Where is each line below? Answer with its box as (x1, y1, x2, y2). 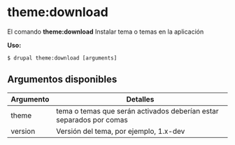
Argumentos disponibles (7, 74, 117, 85)
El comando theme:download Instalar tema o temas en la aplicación (7, 27, 204, 36)
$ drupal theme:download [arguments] (7, 54, 117, 62)
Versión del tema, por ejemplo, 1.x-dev (55, 126, 185, 136)
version (10, 126, 36, 136)
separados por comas (55, 115, 128, 125)
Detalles (126, 94, 155, 104)
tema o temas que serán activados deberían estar (55, 106, 219, 116)
